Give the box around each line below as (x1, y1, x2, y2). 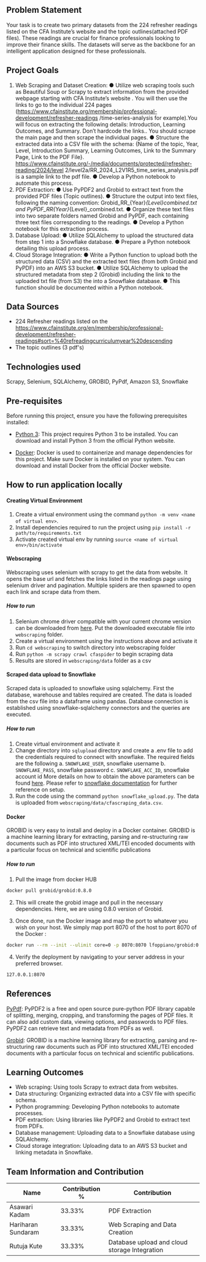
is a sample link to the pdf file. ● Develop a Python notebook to (15, 173, 176, 180)
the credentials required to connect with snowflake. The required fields (15, 754, 195, 760)
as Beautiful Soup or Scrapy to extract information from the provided (15, 88, 189, 95)
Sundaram (9, 1228, 39, 1237)
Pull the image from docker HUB (15, 876, 97, 883)
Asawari (9, 1203, 33, 1212)
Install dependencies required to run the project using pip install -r (15, 523, 191, 531)
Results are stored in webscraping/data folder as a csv (15, 656, 151, 664)
